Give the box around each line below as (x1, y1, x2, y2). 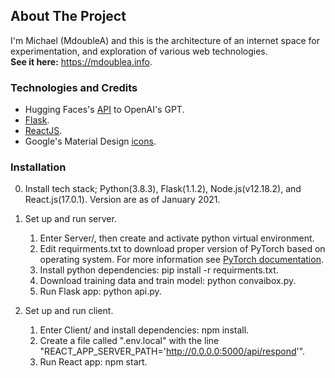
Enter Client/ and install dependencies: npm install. (39, 324, 250, 336)
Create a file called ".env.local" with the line (39, 335, 220, 347)
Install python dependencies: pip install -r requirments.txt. (39, 264, 279, 276)
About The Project (10, 8, 127, 25)
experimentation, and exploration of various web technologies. (10, 45, 268, 57)
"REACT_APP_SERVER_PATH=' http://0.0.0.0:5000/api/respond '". (39, 345, 306, 358)
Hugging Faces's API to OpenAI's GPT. (24, 104, 185, 116)
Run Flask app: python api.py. (39, 285, 162, 298)
